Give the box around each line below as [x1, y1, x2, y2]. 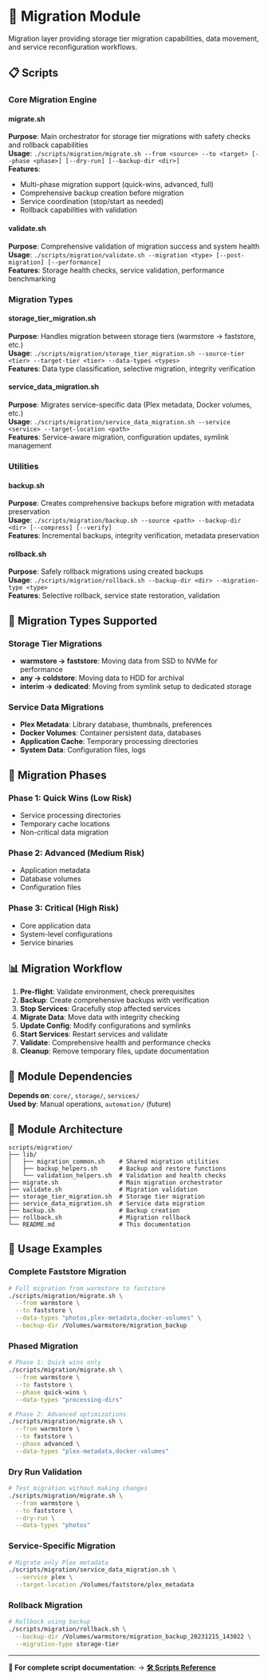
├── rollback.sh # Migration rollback [8, 1214, 191, 1222]
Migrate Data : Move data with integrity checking [19, 1013, 179, 1022]
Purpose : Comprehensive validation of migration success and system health [8, 241, 260, 251]
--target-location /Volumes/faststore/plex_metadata [15, 1581, 195, 1589]
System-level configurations [19, 929, 113, 938]
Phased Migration [8, 1340, 78, 1352]
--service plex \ [15, 1574, 73, 1582]
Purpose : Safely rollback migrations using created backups [8, 567, 203, 576]
